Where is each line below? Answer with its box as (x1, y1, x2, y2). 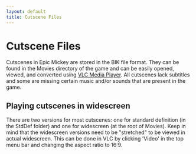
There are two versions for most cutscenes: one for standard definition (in (6, 116, 186, 123)
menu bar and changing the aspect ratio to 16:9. (6, 142, 123, 149)
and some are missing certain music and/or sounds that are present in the (6, 78, 186, 85)
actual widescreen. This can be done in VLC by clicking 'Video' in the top (6, 135, 184, 142)
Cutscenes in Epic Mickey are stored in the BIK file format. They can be (6, 59, 179, 66)
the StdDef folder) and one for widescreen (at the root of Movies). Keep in (6, 123, 186, 130)
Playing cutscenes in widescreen (6, 101, 130, 111)
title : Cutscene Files (6, 14, 62, 20)
